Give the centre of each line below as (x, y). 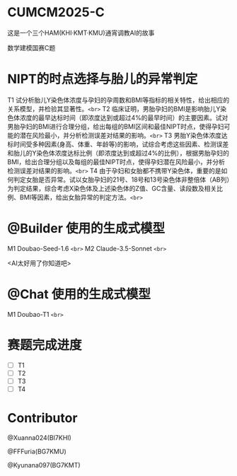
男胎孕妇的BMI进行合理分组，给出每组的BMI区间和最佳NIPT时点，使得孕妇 (116, 126)
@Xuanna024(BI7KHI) (40, 437)
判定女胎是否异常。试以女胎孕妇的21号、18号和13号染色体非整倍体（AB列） (121, 179)
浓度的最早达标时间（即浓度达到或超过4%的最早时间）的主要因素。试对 (124, 117)
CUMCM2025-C (56, 12)
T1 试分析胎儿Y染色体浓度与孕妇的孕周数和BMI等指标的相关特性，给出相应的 (118, 100)
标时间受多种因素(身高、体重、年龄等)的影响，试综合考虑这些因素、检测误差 (118, 144)
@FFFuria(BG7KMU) (37, 451)
